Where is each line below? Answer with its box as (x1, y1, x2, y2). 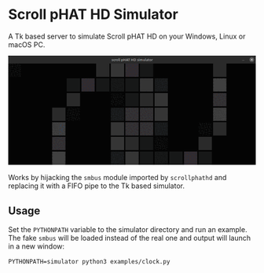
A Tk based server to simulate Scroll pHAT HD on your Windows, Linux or (8, 31, 246, 41)
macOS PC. (8, 39, 46, 49)
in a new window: (8, 242, 65, 251)
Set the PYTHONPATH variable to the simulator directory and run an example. (8, 224, 247, 234)
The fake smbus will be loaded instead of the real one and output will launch (8, 233, 251, 242)
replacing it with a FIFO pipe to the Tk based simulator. (8, 181, 185, 190)
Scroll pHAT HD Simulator (8, 6, 178, 24)
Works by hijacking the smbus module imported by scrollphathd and (8, 173, 227, 183)
